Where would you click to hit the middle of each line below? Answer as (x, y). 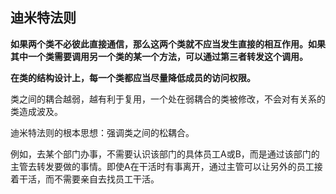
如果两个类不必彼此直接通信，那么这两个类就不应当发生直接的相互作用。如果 (168, 44)
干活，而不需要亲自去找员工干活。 (89, 179)
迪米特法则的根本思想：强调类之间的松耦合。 (102, 132)
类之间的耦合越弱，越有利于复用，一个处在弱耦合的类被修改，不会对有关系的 (168, 99)
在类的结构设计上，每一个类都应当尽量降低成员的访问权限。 (133, 77)
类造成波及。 (36, 111)
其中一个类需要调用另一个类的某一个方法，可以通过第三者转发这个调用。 (159, 56)
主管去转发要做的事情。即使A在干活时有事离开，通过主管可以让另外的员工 (162, 166)
